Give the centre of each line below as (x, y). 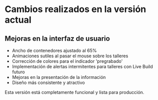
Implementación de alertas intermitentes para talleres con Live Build (82, 67)
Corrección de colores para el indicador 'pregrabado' (67, 61)
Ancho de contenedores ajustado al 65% (54, 51)
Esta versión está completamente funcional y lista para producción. (74, 92)
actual (18, 20)
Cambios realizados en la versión (75, 9)
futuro (18, 72)
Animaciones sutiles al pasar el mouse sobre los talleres (70, 56)
